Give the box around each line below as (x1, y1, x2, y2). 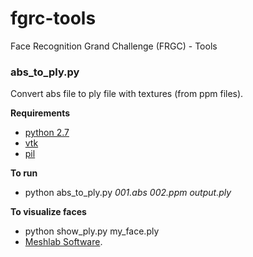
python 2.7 (24, 127, 70, 139)
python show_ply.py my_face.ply (24, 225, 160, 237)
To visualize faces (10, 206, 87, 218)
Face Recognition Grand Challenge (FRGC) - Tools (10, 40, 218, 52)
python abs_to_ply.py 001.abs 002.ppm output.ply (24, 187, 232, 199)
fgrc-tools (10, 7, 97, 30)
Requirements (10, 107, 71, 119)
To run (10, 167, 38, 179)
